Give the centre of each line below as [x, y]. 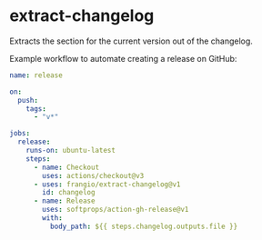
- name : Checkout [66, 167]
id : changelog [69, 193]
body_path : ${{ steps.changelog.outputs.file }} [144, 226]
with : [53, 218]
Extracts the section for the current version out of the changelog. [131, 41]
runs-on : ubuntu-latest [71, 151]
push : [28, 100]
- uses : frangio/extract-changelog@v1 [107, 184]
